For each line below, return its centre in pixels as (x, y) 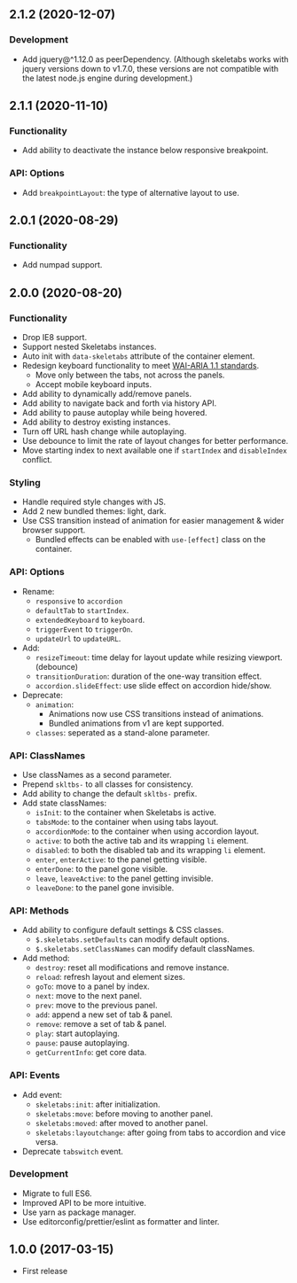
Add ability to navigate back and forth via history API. (119, 403)
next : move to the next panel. (88, 996)
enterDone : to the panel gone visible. (102, 868)
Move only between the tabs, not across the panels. (130, 375)
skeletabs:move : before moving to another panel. (124, 1113)
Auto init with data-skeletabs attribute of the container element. (138, 356)
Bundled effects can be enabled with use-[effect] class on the (150, 540)
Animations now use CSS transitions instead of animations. (156, 713)
